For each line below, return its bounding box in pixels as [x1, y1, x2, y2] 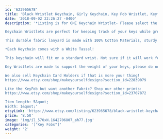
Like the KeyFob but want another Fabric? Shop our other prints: [5, 86, 142, 91]
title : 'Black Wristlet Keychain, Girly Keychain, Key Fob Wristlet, [5, 12, 149, 16]
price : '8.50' [5, 113, 34, 118]
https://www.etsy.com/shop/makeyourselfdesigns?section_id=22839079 [5, 77, 147, 82]
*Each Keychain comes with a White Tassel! [5, 47, 95, 52]
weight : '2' [5, 126, 29, 131]
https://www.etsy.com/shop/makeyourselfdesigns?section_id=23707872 [5, 91, 147, 96]
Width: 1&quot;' [5, 104, 38, 109]
